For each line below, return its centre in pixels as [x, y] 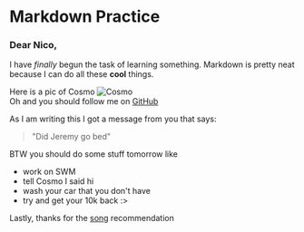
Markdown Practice [85, 17]
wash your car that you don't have [87, 191]
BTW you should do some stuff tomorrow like [94, 154]
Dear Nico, [33, 45]
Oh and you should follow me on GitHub [84, 101]
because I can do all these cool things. [82, 74]
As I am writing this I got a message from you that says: [113, 119]
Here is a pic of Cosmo [52, 92]
